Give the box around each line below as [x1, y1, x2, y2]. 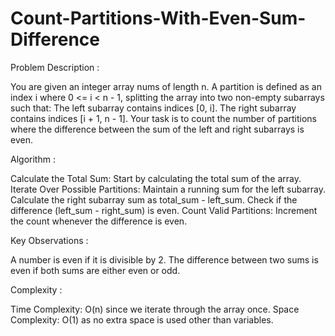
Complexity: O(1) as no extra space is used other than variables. [10, 313, 274, 326]
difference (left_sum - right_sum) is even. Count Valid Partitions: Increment [10, 204, 318, 216]
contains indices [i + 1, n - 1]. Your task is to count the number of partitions [10, 112, 317, 124]
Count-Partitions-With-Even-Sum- [10, 7, 307, 30]
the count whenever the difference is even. [10, 215, 188, 227]
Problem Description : [10, 61, 100, 73]
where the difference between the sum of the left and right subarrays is [10, 123, 305, 135]
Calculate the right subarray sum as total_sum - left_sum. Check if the [10, 193, 298, 206]
